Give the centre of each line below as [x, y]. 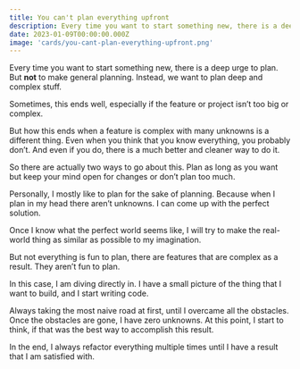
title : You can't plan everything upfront [89, 17]
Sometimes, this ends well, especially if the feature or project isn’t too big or [149, 105]
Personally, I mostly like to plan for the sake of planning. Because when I [142, 194]
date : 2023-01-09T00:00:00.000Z [69, 34]
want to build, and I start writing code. [79, 294]
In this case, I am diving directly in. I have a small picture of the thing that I [146, 284]
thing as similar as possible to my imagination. [117, 240]
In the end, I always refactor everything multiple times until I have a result [144, 347]
